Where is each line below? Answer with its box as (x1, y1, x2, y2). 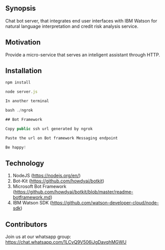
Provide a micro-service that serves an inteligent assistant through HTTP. (5, 51, 160, 58)
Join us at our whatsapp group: (5, 234, 72, 240)
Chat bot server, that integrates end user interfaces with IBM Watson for (5, 17, 157, 24)
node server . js (5, 89, 38, 94)
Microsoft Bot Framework (12, 183, 67, 190)
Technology (5, 159, 45, 168)
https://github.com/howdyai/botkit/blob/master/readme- (14, 189, 134, 195)
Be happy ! (5, 144, 27, 150)
